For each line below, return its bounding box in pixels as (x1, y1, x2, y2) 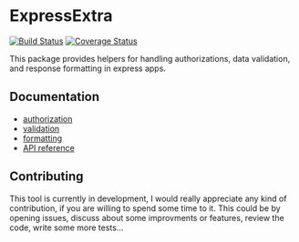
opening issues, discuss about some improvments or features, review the (9, 212, 284, 223)
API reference (22, 142, 75, 153)
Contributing (9, 169, 84, 185)
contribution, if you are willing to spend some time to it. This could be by (9, 202, 281, 214)
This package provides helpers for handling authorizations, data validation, (9, 53, 291, 64)
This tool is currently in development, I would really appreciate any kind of (9, 193, 287, 204)
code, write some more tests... (9, 222, 124, 233)
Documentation (9, 89, 100, 105)
